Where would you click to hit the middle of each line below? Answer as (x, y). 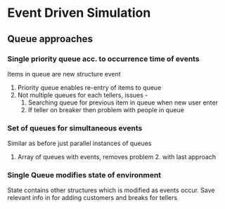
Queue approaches (50, 39)
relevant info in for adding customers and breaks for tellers (92, 198)
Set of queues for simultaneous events (75, 128)
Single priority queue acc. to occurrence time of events (103, 59)
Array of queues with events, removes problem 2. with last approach (117, 157)
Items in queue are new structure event (64, 74)
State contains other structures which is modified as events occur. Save (111, 190)
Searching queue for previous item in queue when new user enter (123, 102)
